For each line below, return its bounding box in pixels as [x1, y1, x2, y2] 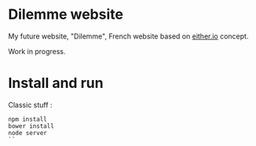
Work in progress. [8, 46, 66, 56]
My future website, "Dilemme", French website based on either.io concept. [8, 31, 249, 41]
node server [8, 129, 47, 137]
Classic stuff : [8, 100, 53, 109]
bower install [8, 122, 55, 130]
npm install [8, 115, 47, 123]
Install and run [8, 75, 104, 92]
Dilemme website [8, 5, 124, 24]
